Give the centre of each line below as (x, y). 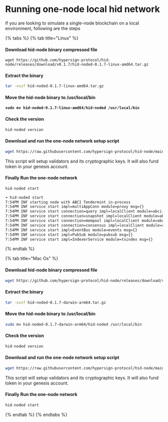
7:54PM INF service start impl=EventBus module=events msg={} (71, 230)
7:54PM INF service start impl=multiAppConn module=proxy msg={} (74, 207)
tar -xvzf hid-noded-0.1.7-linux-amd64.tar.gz (54, 86)
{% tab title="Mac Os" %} (32, 258)
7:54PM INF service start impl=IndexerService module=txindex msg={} (79, 239)
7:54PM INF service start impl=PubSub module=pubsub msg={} (69, 234)
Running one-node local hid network (82, 9)
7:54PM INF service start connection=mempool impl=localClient (72, 221)
